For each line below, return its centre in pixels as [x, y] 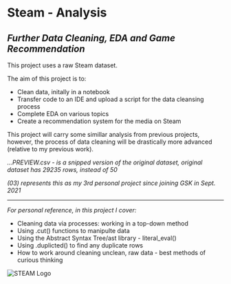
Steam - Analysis [57, 13]
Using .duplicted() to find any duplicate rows [80, 245]
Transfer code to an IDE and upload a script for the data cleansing [110, 99]
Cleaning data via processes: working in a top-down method [103, 223]
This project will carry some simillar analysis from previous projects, [103, 134]
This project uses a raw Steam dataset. [63, 65]
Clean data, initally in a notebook [63, 92]
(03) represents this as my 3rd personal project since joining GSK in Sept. [111, 183]
